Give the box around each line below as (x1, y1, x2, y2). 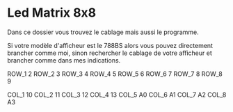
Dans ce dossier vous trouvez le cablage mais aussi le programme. (7, 28, 200, 36)
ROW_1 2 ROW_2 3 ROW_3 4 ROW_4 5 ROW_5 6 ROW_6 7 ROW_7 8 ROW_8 (7, 70, 223, 78)
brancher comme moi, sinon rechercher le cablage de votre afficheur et (7, 49, 212, 57)
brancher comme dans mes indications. (7, 56, 121, 64)
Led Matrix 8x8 (7, 5, 97, 21)
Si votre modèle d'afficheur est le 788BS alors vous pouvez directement (7, 41, 214, 49)
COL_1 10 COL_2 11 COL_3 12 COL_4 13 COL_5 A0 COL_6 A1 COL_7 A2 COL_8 (7, 90, 227, 99)
